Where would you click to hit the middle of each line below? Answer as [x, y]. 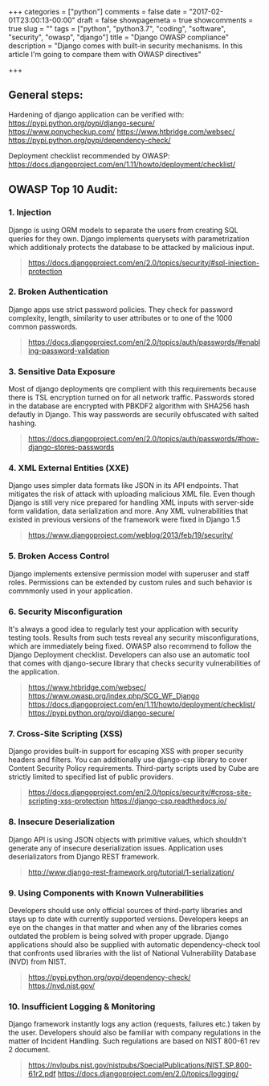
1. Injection [30, 212]
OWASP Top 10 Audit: [63, 189]
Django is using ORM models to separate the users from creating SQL [123, 230]
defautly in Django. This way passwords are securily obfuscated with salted [134, 415]
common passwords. [43, 326]
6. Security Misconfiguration [65, 612]
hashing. [23, 423]
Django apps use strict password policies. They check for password [121, 309]
